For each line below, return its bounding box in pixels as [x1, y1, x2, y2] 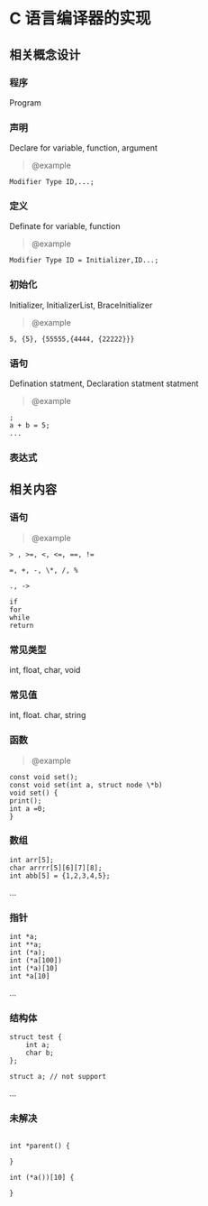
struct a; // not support [9, 1073, 106, 1082]
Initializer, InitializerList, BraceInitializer [9, 299, 153, 310]
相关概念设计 [9, 47, 81, 62]
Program [9, 97, 42, 108]
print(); [9, 796, 42, 806]
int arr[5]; [9, 855, 54, 864]
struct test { [9, 1033, 63, 1042]
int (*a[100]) [9, 956, 63, 965]
